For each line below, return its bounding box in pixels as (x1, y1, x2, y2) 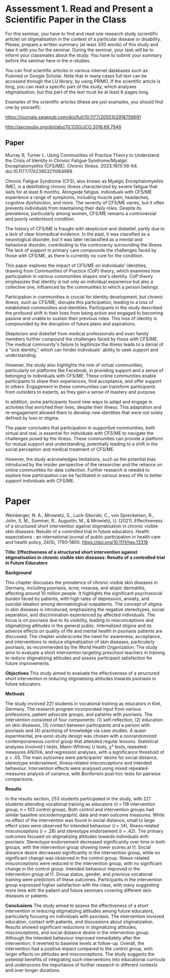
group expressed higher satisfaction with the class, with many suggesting (5, 882, 159, 888)
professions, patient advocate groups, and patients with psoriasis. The (5, 711, 153, 717)
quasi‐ (133, 727, 147, 733)
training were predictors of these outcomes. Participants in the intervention (5, 876, 162, 883)
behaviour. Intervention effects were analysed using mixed (5, 765, 128, 771)
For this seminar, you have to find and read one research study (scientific (5, 30, 158, 37)
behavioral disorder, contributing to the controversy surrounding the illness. (5, 241, 163, 248)
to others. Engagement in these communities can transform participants (5, 383, 156, 390)
